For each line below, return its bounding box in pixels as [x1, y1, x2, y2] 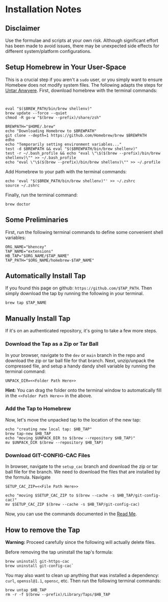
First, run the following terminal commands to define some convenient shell [5, 229, 163, 235]
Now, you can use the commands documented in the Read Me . [5, 511, 137, 517]
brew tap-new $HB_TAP [5, 431, 51, 436]
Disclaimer [5, 24, 40, 33]
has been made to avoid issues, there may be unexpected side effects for [5, 43, 159, 49]
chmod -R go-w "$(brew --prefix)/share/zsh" [5, 115, 101, 120]
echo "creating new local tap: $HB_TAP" [5, 427, 93, 432]
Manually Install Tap [5, 314, 71, 323]
